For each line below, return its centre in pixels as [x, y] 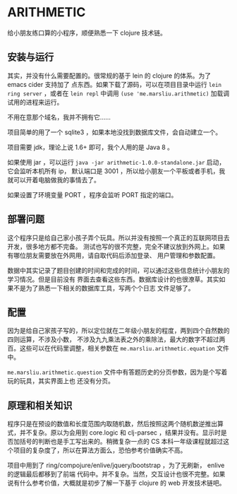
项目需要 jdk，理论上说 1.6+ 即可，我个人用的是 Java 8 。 [91, 147]
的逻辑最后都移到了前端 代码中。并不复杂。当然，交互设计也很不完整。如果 [116, 474]
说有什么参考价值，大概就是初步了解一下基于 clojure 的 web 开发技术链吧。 [116, 483]
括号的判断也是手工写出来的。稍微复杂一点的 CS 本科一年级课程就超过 [121, 442]
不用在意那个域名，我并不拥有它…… [59, 117]
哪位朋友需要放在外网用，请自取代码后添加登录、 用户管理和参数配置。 [116, 255]
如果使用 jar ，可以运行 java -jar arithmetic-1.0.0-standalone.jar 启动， [116, 162]
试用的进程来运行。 [35, 102]
